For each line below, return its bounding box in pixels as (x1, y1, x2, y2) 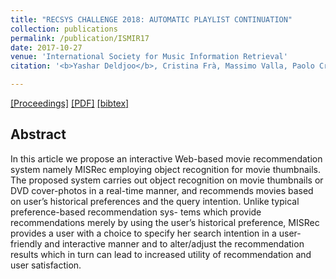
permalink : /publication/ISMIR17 (10, 33, 150, 43)
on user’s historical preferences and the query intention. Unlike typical (10, 195, 300, 207)
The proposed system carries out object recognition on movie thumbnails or (10, 174, 324, 186)
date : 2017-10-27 (10, 42, 83, 53)
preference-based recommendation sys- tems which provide (10, 206, 262, 218)
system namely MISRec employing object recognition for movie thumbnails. (10, 163, 322, 175)
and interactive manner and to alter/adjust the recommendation (44, 237, 305, 250)
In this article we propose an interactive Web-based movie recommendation (10, 152, 323, 165)
